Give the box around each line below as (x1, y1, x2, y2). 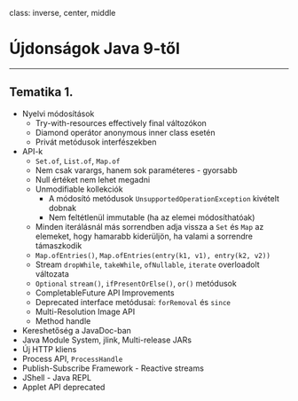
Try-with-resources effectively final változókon (35, 117, 207, 128)
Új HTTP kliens (21, 343, 77, 354)
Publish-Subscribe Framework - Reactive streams (21, 363, 204, 373)
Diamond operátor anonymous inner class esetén (35, 127, 216, 138)
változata (35, 268, 69, 279)
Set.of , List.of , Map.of (35, 155, 121, 166)
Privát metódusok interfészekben (35, 137, 157, 147)
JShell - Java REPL (21, 372, 91, 382)
